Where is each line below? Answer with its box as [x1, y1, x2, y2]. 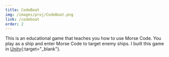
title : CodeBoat [5, 7, 39, 13]
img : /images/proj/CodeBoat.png [5, 12, 73, 17]
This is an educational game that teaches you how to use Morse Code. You [5, 35, 161, 41]
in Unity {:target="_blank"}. [5, 46, 61, 52]
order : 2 [5, 21, 24, 27]
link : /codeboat [5, 17, 39, 22]
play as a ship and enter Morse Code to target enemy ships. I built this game [5, 41, 164, 47]
